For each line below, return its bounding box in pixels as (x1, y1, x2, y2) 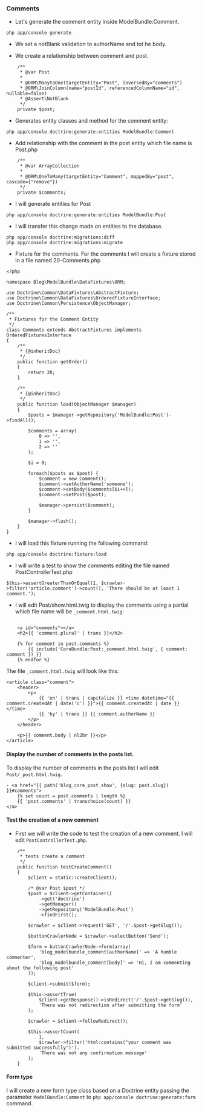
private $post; (17, 106, 56, 113)
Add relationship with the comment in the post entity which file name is (15, 140, 192, 147)
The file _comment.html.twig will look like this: (6, 667, 119, 675)
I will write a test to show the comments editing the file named (15, 562, 170, 569)
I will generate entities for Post (15, 200, 91, 208)
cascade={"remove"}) (6, 179, 59, 185)
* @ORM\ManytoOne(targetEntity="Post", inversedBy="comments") (19, 80, 183, 86)
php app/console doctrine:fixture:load (6, 551, 107, 558)
